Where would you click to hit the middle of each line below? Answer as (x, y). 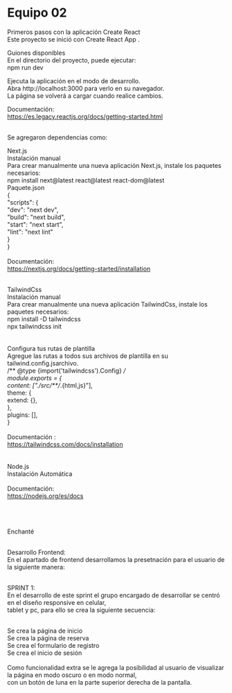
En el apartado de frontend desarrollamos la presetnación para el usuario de (116, 559)
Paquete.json (26, 187)
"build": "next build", (36, 217)
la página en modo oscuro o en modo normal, (72, 675)
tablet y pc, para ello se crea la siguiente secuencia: (81, 610)
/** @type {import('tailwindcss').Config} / (66, 370)
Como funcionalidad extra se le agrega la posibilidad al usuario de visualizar (116, 667)
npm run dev (25, 67)
